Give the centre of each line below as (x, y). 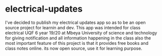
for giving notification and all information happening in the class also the (78, 38)
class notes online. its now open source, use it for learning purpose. (74, 48)
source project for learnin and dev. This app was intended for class (73, 27)
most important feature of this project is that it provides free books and (77, 43)
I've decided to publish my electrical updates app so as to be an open (75, 22)
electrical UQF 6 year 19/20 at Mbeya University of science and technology (81, 33)
